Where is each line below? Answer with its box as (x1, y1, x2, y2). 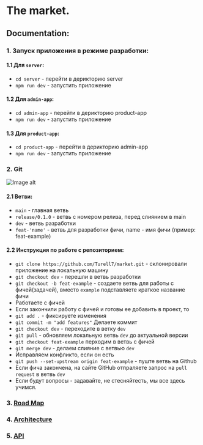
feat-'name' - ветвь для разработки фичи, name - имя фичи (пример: (15, 226, 196, 233)
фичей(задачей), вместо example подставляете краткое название (15, 285, 185, 293)
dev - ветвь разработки (15, 219, 76, 227)
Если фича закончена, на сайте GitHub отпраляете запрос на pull (15, 364, 188, 371)
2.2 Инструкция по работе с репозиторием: (6, 246, 124, 254)
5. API (6, 432, 24, 440)
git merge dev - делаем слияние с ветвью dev (15, 344, 135, 351)
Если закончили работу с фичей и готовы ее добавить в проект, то (15, 305, 190, 312)
